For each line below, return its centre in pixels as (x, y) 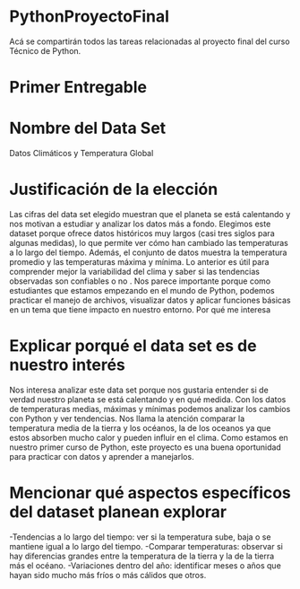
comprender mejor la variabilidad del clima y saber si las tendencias (134, 272)
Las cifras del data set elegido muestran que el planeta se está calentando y (150, 214)
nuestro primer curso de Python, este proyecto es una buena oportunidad (146, 447)
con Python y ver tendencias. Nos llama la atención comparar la (127, 418)
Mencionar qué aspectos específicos (150, 493)
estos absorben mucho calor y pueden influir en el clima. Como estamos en (149, 437)
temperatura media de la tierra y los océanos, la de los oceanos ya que (140, 427)
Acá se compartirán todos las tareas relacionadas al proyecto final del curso (150, 41)
